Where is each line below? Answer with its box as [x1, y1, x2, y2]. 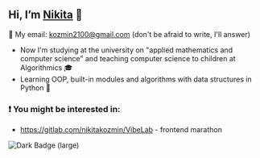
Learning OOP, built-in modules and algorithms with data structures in [19, 74, 252, 84]
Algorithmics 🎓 [19, 62, 73, 73]
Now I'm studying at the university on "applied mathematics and [19, 45, 233, 55]
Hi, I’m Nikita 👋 [8, 8, 83, 22]
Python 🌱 [19, 82, 51, 93]
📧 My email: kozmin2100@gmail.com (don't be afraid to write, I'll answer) [8, 29, 251, 39]
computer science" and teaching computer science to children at [19, 53, 236, 63]
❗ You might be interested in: [8, 103, 121, 114]
